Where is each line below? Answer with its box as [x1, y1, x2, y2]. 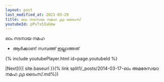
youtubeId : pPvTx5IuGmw [5, 21, 56, 27]
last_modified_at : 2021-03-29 [5, 12, 69, 17]
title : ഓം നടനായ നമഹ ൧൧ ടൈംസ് [5, 17, 81, 22]
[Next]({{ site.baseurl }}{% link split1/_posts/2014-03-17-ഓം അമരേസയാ [5, 65, 159, 71]
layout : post [5, 7, 33, 13]
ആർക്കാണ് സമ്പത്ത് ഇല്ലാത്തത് [12, 46, 80, 52]
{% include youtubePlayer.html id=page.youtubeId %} [5, 56, 118, 62]
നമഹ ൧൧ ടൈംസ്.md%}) [5, 71, 59, 77]
